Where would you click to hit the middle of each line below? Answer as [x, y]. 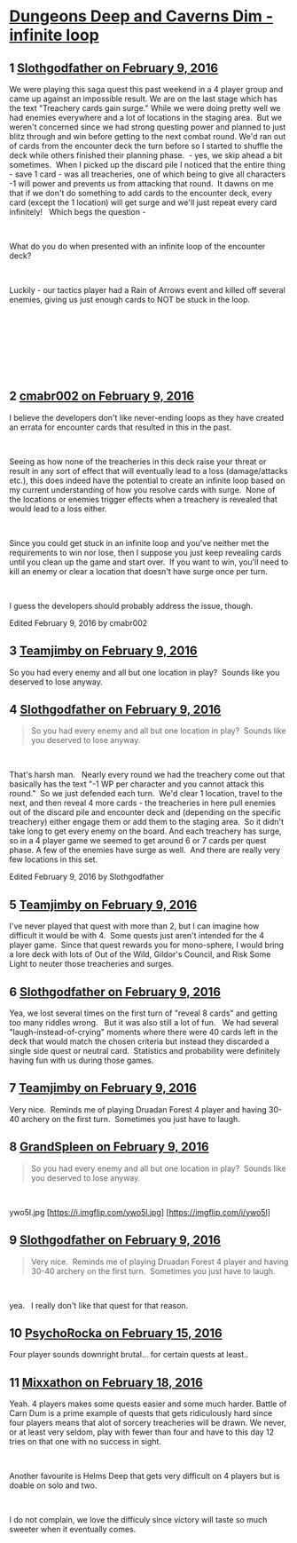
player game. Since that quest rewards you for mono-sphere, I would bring [147, 945]
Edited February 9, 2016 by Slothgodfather [87, 877]
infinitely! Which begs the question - [78, 212]
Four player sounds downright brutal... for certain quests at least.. [129, 1355]
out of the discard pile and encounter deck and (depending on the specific [145, 812]
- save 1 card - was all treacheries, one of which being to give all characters [148, 174]
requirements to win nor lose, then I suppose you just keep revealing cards [145, 552]
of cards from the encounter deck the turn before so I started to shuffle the [146, 146]
